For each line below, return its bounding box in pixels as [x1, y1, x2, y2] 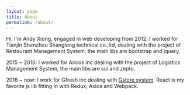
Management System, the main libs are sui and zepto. [6, 65, 136, 72]
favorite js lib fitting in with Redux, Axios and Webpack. [6, 83, 139, 90]
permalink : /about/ [6, 19, 54, 25]
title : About [6, 14, 38, 20]
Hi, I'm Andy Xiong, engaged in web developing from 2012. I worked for [6, 36, 178, 43]
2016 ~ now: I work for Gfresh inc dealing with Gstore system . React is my [6, 76, 184, 83]
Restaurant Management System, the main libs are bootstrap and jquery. [6, 48, 181, 55]
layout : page [6, 8, 38, 15]
